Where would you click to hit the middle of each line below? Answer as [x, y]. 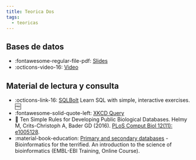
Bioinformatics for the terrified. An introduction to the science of [93, 145]
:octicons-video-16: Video [47, 67]
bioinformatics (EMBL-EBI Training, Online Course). [77, 151]
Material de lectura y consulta [63, 86]
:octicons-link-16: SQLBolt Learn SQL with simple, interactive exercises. [102, 100]
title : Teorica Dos [30, 12]
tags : [13, 17]
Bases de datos [35, 47]
